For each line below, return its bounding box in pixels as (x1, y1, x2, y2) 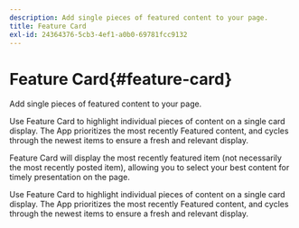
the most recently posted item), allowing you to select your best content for (9, 162, 290, 173)
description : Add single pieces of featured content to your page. (9, 13, 269, 23)
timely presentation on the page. (9, 172, 131, 183)
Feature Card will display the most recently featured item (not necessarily (9, 152, 283, 163)
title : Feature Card (9, 22, 88, 31)
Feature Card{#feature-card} (9, 68, 233, 89)
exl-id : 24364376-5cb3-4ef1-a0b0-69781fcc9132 (9, 30, 188, 39)
